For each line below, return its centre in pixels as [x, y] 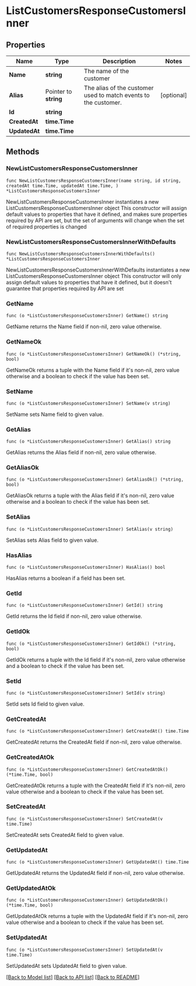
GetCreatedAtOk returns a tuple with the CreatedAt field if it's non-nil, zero [96, 785]
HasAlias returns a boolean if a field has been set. [66, 578]
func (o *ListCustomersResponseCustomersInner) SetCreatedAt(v [85, 819]
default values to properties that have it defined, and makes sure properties [97, 214]
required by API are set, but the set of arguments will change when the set [95, 220]
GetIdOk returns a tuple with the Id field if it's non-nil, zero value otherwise [96, 659]
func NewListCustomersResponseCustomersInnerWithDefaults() [81, 254]
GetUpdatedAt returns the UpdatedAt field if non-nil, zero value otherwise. [95, 873]
